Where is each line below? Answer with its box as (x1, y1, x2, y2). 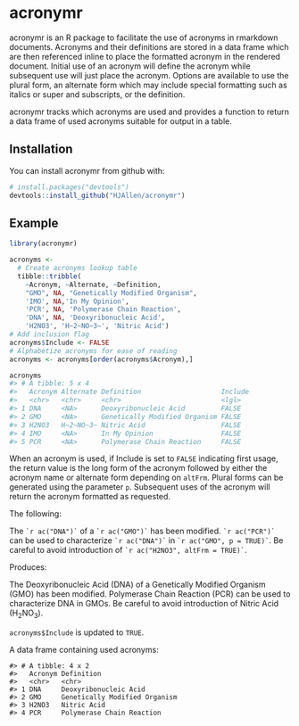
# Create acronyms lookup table (17, 264, 138, 273)
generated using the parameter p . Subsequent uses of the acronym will (9, 482, 270, 492)
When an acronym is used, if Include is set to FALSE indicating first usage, (9, 453, 278, 464)
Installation (9, 142, 73, 157)
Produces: (9, 562, 47, 573)
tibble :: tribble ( (17, 271, 82, 281)
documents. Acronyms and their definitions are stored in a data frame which (9, 41, 289, 52)
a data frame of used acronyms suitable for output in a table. (9, 115, 232, 127)
